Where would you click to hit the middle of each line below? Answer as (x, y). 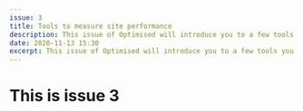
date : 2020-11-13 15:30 (54, 43)
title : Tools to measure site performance (91, 26)
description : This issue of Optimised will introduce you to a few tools (152, 34)
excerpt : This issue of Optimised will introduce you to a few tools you (152, 51)
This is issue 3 (64, 96)
